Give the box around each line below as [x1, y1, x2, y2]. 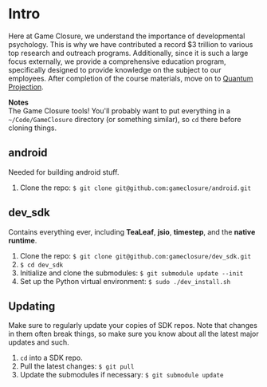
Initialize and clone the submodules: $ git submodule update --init [19, 268, 244, 278]
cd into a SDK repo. [19, 353, 83, 363]
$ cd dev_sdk [19, 261, 64, 269]
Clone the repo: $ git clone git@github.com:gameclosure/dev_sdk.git [19, 251, 252, 260]
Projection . [8, 81, 44, 92]
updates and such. [8, 338, 69, 347]
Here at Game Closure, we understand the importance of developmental [8, 31, 245, 41]
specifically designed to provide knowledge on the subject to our [8, 65, 222, 74]
